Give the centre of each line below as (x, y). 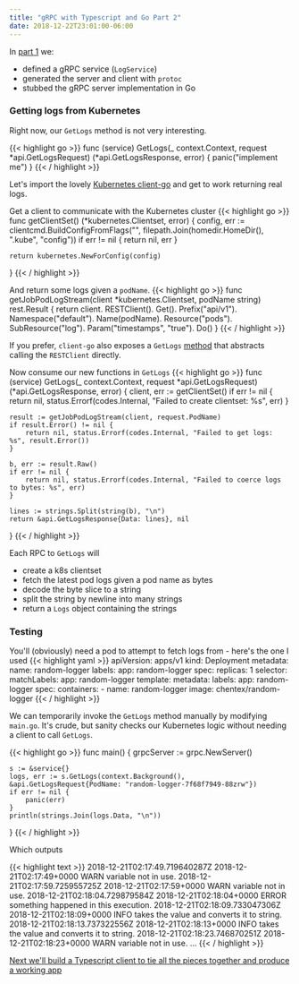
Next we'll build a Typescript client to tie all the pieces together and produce (149, 961)
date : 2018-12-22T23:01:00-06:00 (71, 26)
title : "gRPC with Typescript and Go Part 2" (95, 17)
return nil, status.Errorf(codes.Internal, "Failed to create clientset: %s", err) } (149, 400)
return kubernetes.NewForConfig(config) (86, 256)
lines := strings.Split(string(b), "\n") (87, 511)
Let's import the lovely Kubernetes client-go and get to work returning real (146, 184)
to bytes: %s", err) (48, 488)
